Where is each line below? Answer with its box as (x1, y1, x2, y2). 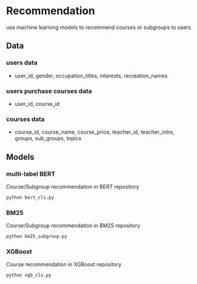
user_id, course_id (14, 100, 60, 107)
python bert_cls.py (6, 194, 54, 201)
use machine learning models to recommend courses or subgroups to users (6, 24, 191, 31)
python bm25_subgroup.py (6, 234, 67, 240)
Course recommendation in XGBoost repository (6, 261, 122, 268)
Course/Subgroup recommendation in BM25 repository (6, 222, 141, 229)
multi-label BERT (6, 170, 56, 178)
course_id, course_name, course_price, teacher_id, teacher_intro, (14, 128, 175, 135)
